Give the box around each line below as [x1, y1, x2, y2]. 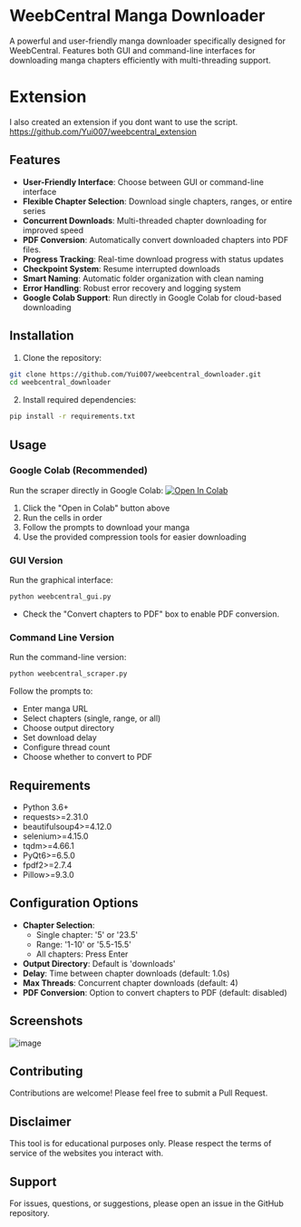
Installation [9, 328, 74, 344]
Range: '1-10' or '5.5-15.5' [35, 939, 131, 949]
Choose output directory [22, 723, 115, 734]
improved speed [22, 224, 84, 236]
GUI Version [9, 554, 63, 567]
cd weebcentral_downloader [9, 378, 112, 387]
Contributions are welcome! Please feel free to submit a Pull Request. [9, 1087, 268, 1098]
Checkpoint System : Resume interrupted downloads [22, 263, 220, 274]
